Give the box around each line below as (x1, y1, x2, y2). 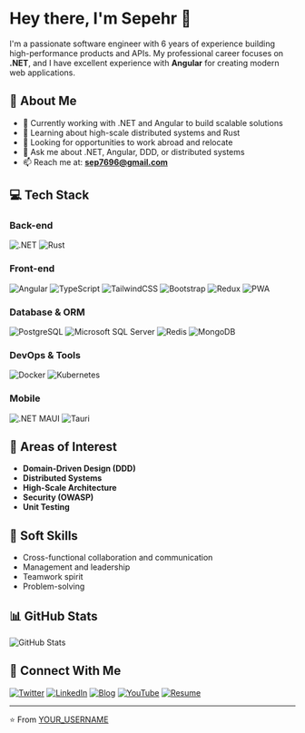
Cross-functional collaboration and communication (22, 552, 213, 563)
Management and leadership (22, 562, 131, 572)
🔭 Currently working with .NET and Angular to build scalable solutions (22, 117, 283, 128)
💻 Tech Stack (9, 188, 90, 203)
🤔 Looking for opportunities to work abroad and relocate (22, 136, 233, 148)
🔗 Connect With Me (9, 663, 122, 679)
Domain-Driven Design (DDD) (22, 463, 136, 474)
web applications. (9, 67, 75, 78)
